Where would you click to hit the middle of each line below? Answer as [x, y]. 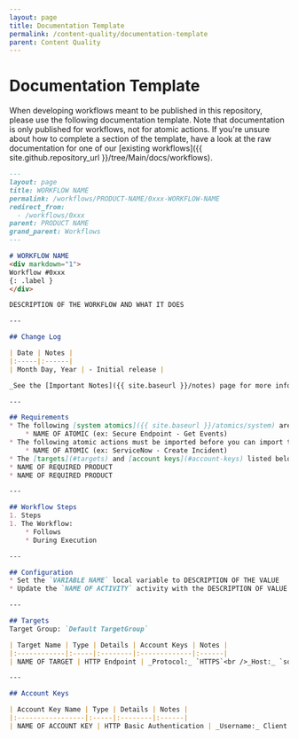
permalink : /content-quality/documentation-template [109, 34]
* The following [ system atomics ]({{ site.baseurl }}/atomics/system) [142, 426]
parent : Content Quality [55, 42]
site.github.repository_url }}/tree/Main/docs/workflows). [111, 158]
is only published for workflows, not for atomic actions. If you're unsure [140, 130]
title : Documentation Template [67, 26]
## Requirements [39, 418]
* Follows [43, 532]
